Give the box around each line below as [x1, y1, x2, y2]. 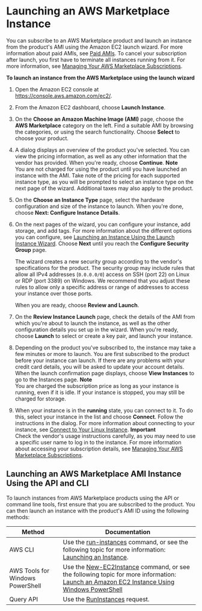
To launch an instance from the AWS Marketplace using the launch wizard [6, 74, 195, 81]
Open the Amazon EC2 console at [14, 85, 99, 93]
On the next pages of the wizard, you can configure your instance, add [14, 221, 191, 228]
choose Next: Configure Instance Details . [14, 209, 120, 216]
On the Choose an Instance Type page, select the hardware [14, 196, 165, 203]
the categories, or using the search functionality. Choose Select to [14, 128, 180, 135]
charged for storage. [14, 395, 66, 402]
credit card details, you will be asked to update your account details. [14, 363, 185, 370]
